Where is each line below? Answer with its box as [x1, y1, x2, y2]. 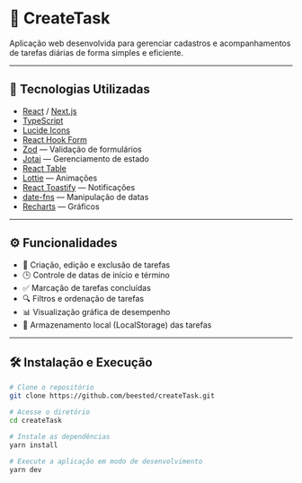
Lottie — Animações [22, 172, 98, 183]
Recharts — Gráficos [22, 201, 101, 212]
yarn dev [9, 465, 42, 474]
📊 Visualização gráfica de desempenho [22, 306, 171, 317]
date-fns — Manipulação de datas [22, 191, 149, 202]
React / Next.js [22, 105, 77, 116]
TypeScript [22, 115, 64, 126]
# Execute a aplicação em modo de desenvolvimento [9, 457, 203, 466]
